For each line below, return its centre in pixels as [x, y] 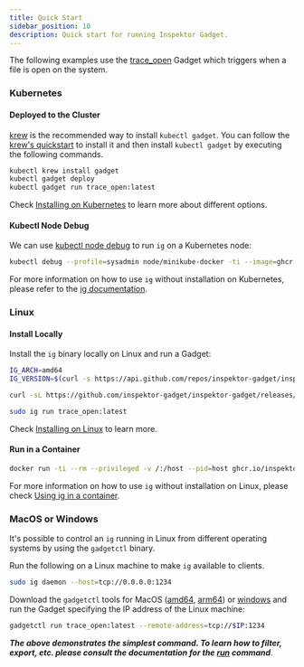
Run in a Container [45, 449]
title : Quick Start [46, 18]
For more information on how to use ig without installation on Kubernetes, [147, 279]
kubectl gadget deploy [52, 179]
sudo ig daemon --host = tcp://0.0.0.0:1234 [90, 582]
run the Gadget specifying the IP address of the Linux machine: [128, 609]
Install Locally [36, 333]
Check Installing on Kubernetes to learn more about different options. [138, 205]
